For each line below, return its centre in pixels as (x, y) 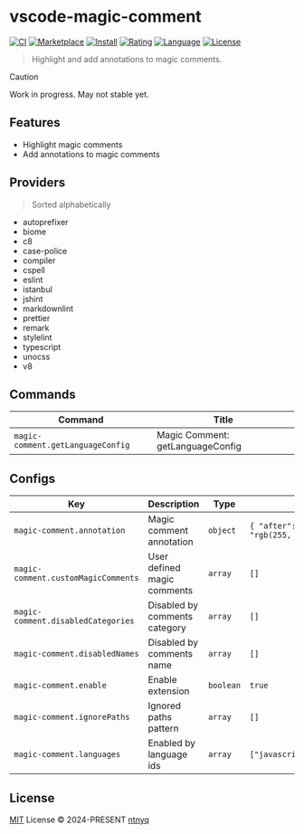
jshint (33, 299)
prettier (36, 317)
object (222, 531)
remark (36, 327)
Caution (24, 76)
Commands (43, 394)
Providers (38, 183)
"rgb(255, (271, 535)
